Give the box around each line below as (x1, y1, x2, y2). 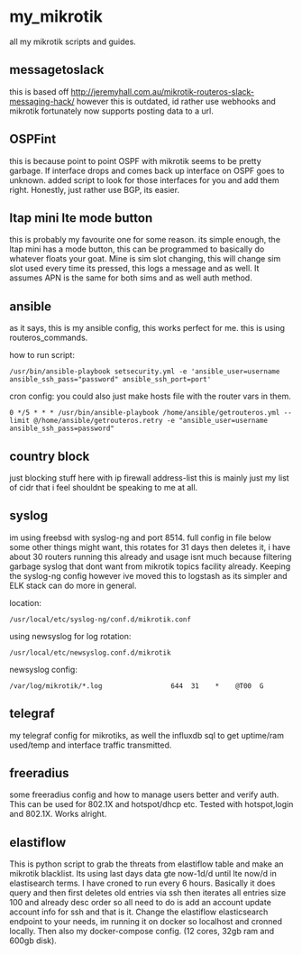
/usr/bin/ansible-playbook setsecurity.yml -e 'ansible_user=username (9, 367, 280, 376)
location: (9, 597, 42, 608)
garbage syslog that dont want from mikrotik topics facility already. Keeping (9, 561, 291, 572)
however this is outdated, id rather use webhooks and (76, 96, 277, 106)
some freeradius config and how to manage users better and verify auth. (9, 789, 279, 800)
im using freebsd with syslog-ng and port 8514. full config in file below (9, 532, 272, 543)
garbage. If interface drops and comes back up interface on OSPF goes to (9, 165, 285, 176)
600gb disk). (9, 935, 57, 946)
